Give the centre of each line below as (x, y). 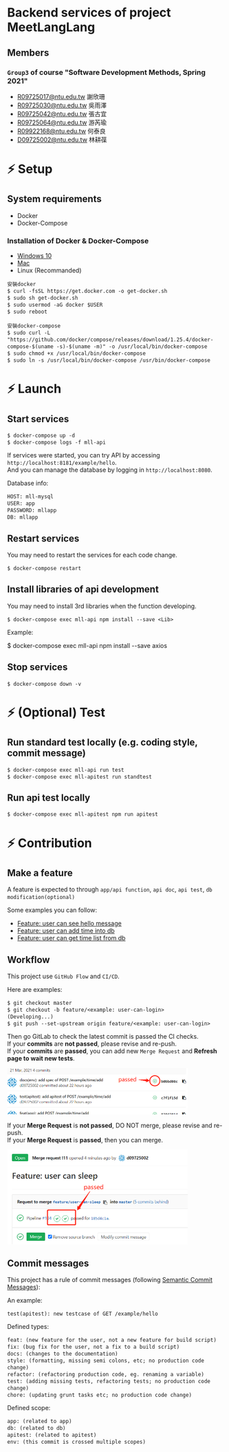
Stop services (37, 668)
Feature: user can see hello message (69, 924)
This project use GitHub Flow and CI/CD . (64, 976)
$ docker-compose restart (44, 568)
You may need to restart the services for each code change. (92, 554)
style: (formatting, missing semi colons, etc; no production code (106, 1361)
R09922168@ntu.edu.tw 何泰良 (62, 131)
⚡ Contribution (50, 843)
